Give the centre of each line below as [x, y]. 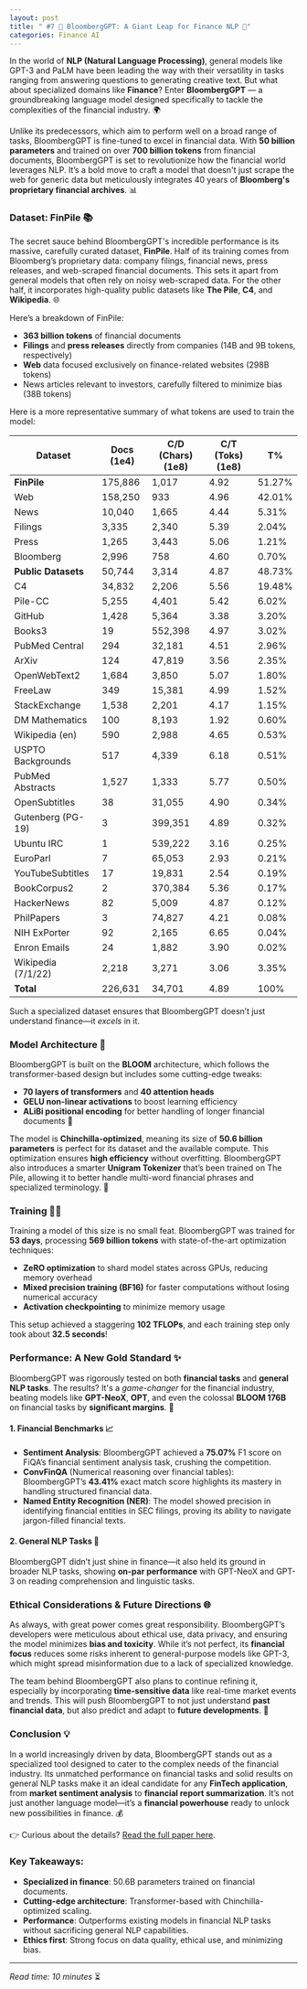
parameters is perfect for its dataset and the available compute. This [139, 1148]
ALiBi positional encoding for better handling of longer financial [143, 1111]
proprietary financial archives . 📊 [74, 190]
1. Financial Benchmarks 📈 [62, 1428]
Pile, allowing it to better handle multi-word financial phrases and [132, 1177]
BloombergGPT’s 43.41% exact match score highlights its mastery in [152, 1481]
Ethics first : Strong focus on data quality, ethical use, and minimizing [153, 1940]
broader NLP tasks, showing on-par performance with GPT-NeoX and [142, 1571]
